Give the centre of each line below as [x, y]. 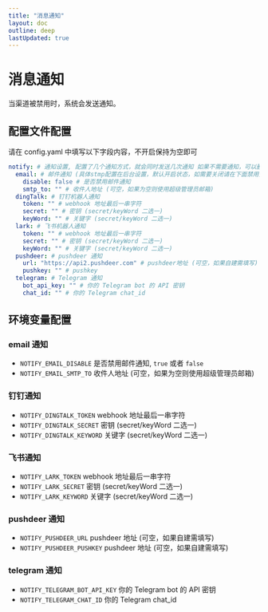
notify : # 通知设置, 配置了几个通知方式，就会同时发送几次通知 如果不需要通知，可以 [132, 167]
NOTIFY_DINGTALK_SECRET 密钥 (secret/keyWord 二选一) [108, 424]
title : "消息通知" [37, 16]
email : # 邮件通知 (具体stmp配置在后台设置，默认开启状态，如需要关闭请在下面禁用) [139, 174]
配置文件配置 [40, 131]
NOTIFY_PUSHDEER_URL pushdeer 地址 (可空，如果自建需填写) [117, 538]
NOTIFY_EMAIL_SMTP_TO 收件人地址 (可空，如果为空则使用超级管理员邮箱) [137, 373]
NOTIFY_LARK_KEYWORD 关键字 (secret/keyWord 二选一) [106, 496]
